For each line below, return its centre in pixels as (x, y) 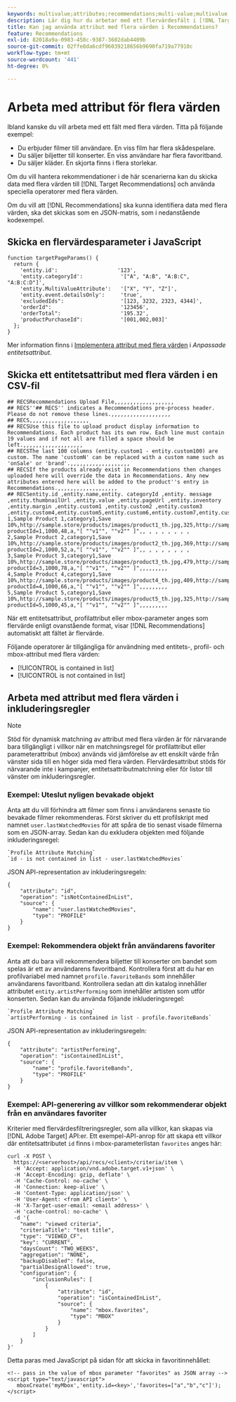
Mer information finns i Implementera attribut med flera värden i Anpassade (117, 345)
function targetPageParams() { (53, 258)
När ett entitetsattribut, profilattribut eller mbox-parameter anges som (108, 618)
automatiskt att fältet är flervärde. (55, 633)
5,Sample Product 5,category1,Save (59, 593)
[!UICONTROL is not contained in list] (71, 676)
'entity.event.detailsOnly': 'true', (81, 295)
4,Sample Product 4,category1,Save (59, 574)
